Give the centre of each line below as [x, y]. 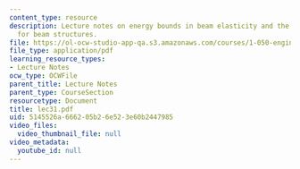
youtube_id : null [50, 150]
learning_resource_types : [57, 59]
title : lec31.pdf [42, 109]
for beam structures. [58, 34]
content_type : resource [54, 17]
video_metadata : [39, 142]
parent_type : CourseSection [62, 92]
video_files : [33, 126]
